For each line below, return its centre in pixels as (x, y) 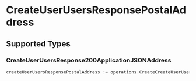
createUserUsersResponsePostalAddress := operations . (73, 72)
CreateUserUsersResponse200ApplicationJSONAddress (89, 60)
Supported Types (38, 44)
